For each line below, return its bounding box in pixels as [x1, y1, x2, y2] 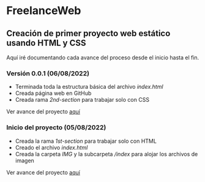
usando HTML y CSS [6, 37, 86, 48]
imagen [15, 157, 35, 164]
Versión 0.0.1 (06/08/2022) [6, 69, 90, 77]
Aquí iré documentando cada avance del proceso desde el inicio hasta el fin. [6, 54, 199, 61]
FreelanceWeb [6, 4, 81, 18]
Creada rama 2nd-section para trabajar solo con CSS [15, 96, 150, 104]
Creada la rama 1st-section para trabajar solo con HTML [15, 137, 157, 145]
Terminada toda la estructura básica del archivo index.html [15, 83, 163, 91]
